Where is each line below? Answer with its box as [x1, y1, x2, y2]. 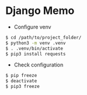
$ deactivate [5, 78, 37, 84]
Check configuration [13, 61, 64, 68]
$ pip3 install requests [5, 51, 66, 57]
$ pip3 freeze [5, 83, 40, 90]
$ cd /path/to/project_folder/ [5, 34, 82, 40]
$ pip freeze [5, 73, 37, 79]
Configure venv [13, 23, 51, 30]
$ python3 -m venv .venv [5, 40, 66, 46]
